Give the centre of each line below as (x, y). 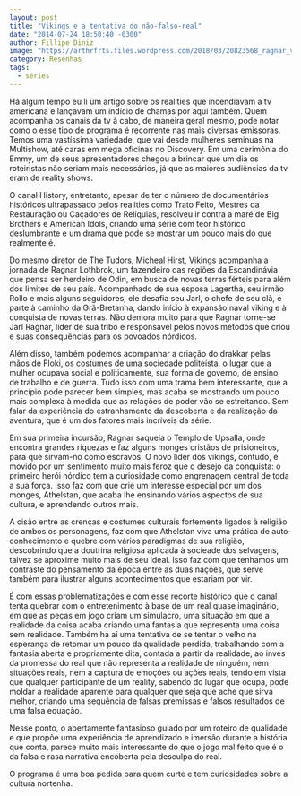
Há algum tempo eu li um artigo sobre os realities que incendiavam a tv (140, 101)
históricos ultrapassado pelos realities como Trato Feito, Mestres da (134, 204)
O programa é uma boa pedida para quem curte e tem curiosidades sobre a (149, 774)
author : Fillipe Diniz (52, 43)
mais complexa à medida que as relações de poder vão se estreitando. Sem (149, 401)
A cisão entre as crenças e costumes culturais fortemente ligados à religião (148, 522)
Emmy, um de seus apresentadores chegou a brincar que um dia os (134, 159)
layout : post (34, 17)
